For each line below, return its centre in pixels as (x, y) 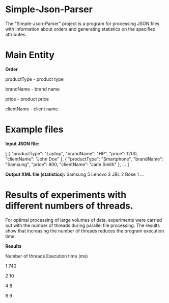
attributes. (16, 34)
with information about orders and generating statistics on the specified (80, 29)
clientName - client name (32, 109)
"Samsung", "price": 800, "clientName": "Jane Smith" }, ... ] (67, 164)
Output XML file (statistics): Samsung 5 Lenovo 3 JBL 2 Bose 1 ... (75, 174)
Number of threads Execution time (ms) (47, 256)
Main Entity (30, 55)
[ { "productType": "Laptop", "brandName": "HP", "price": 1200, (72, 153)
